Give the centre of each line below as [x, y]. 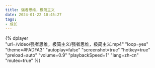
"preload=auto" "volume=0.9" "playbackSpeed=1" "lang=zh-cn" [72, 55]
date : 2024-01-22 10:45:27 [33, 15]
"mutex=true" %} [23, 60]
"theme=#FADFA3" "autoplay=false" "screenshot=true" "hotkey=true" [78, 50]
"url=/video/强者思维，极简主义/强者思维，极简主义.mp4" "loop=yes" [77, 44]
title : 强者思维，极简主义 [30, 10]
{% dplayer [17, 38]
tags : [11, 19]
